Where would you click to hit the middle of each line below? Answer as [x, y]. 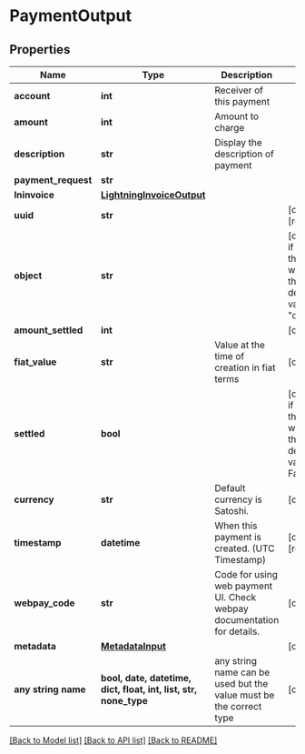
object [28, 276]
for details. [237, 631]
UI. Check [236, 597]
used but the [241, 684]
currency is [239, 499]
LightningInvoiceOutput [153, 195]
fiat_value [35, 362]
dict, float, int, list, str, [149, 689]
